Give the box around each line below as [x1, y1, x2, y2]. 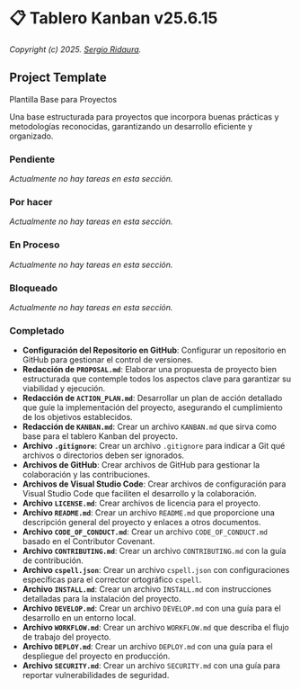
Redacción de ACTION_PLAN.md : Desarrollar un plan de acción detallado [22, 393, 283, 404]
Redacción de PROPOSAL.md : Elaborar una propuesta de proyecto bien [22, 364, 277, 375]
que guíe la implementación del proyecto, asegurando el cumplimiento [22, 402, 283, 413]
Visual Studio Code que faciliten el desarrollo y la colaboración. [22, 488, 258, 499]
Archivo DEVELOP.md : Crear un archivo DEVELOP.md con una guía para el [22, 603, 281, 613]
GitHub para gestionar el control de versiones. [22, 354, 194, 365]
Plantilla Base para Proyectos [9, 94, 118, 104]
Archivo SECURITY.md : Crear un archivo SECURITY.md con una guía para [22, 660, 281, 671]
